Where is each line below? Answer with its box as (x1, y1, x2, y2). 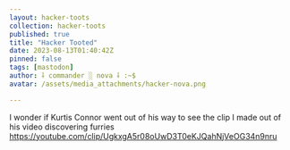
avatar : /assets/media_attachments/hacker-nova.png (9, 79, 206, 88)
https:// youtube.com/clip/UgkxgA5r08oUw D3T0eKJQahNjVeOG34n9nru (9, 130, 277, 141)
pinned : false (9, 54, 63, 63)
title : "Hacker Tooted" (9, 37, 98, 47)
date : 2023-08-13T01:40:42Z (9, 46, 115, 55)
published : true (9, 29, 70, 38)
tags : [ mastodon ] (9, 63, 74, 72)
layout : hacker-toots (9, 12, 90, 22)
